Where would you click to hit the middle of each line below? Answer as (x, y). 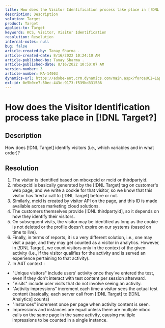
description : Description (31, 14)
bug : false (16, 46)
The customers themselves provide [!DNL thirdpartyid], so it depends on (86, 211)
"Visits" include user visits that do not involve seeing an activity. (77, 284)
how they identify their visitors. (43, 216)
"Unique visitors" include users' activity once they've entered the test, (83, 273)
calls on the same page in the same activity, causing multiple (74, 315)
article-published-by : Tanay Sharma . (45, 60)
